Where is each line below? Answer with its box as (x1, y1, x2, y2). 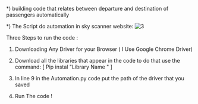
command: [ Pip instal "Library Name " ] (14, 63, 113, 70)
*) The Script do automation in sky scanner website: (6, 23, 134, 30)
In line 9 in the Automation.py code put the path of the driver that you (14, 75, 184, 82)
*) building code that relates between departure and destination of (6, 5, 169, 12)
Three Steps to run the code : (6, 34, 78, 41)
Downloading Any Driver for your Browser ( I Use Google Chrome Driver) (14, 45, 193, 53)
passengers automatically (6, 11, 70, 18)
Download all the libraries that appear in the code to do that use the (14, 57, 180, 64)
